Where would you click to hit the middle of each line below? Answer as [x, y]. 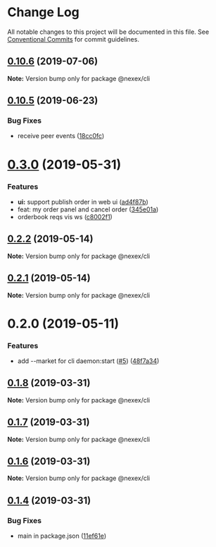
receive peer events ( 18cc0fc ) [61, 136]
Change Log [43, 12]
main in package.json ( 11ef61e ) [62, 536]
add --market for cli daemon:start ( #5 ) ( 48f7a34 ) [88, 361]
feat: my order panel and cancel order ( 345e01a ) [88, 209]
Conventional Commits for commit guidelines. [73, 39]
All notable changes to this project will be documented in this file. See [108, 32]
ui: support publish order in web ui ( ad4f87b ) [83, 202]
